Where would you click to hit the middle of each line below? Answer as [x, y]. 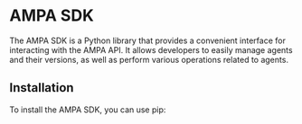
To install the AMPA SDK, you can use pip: [88, 110]
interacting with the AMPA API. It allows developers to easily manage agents [151, 49]
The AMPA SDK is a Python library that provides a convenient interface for [148, 40]
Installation [42, 88]
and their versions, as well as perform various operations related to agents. [149, 59]
